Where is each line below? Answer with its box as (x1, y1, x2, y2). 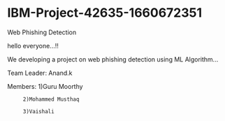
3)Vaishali (22, 108, 55, 115)
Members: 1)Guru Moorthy (7, 82, 83, 90)
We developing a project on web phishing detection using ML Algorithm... (7, 55, 219, 64)
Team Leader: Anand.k (7, 69, 73, 77)
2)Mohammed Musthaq (22, 96, 80, 103)
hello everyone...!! (7, 41, 59, 50)
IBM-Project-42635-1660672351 (7, 5, 203, 21)
